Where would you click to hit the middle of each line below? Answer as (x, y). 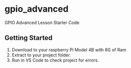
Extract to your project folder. (41, 55)
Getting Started (29, 38)
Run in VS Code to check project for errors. (55, 60)
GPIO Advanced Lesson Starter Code (42, 23)
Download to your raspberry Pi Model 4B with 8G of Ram (69, 49)
